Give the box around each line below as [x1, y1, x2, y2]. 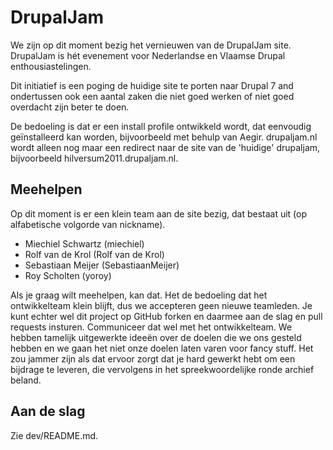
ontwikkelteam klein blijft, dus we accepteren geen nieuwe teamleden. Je [10, 299, 313, 311]
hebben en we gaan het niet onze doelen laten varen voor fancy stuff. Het [10, 342, 314, 354]
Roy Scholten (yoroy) [24, 269, 112, 281]
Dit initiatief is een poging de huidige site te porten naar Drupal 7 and [10, 79, 294, 91]
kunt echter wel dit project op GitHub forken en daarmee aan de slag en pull [10, 310, 323, 322]
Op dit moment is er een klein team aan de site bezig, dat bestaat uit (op [10, 207, 308, 220]
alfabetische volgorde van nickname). [10, 218, 166, 230]
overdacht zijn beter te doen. [10, 101, 130, 113]
